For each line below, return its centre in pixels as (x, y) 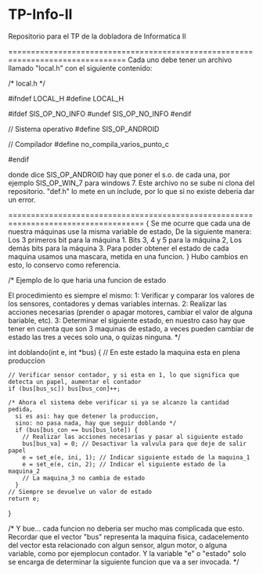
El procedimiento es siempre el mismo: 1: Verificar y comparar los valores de (131, 295)
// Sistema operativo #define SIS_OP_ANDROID (84, 129)
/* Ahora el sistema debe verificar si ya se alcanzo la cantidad (119, 402)
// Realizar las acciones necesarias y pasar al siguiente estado (133, 437)
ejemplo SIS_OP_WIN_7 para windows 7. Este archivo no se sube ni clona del (131, 183)
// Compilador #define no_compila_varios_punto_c (89, 144)
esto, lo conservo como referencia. (65, 265)
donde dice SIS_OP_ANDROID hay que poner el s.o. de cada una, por (119, 174)
